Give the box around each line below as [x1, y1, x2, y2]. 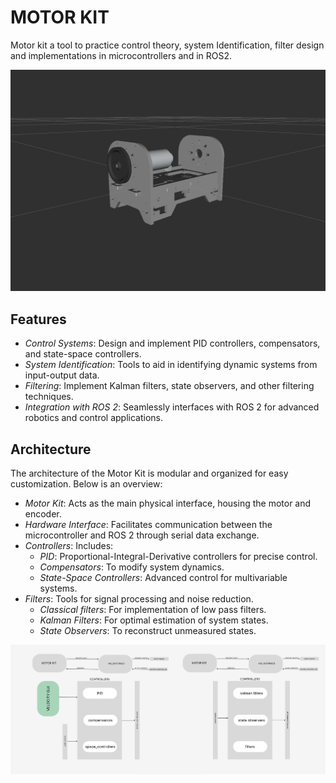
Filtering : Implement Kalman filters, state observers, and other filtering [24, 380, 315, 392]
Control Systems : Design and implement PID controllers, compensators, [24, 337, 321, 350]
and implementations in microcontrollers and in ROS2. [10, 49, 233, 61]
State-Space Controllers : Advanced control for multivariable [39, 571, 288, 583]
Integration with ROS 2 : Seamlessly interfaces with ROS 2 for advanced [24, 401, 320, 413]
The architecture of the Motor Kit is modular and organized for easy [10, 467, 289, 479]
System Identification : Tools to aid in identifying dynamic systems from [24, 359, 318, 371]
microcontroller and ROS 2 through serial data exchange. [24, 529, 260, 541]
